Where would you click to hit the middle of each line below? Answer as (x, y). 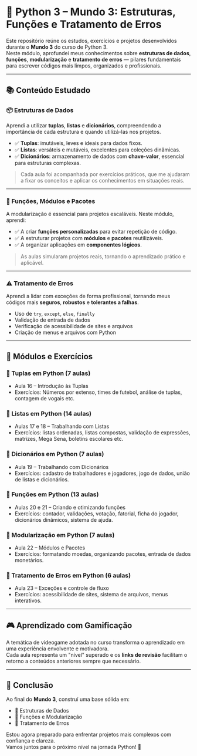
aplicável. (32, 262)
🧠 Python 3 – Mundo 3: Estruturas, (91, 12)
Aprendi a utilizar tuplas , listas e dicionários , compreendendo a (84, 125)
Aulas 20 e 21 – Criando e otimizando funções (70, 507)
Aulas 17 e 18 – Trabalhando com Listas (62, 426)
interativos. (28, 600)
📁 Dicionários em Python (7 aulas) (55, 454)
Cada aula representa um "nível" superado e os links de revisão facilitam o (97, 655)
